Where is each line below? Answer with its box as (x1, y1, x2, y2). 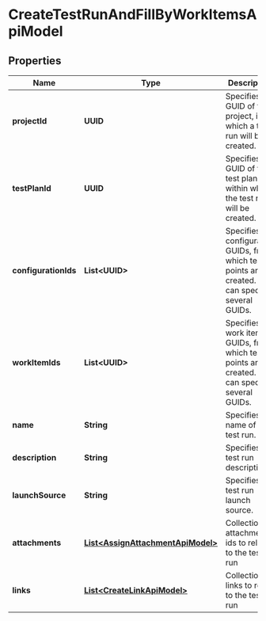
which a (225, 120, 255, 131)
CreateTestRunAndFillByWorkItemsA (8, 6, 257, 24)
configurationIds (12, 265, 77, 276)
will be (225, 203, 250, 213)
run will (225, 131, 253, 141)
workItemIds (12, 357, 61, 368)
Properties (8, 54, 62, 67)
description (12, 452, 57, 463)
